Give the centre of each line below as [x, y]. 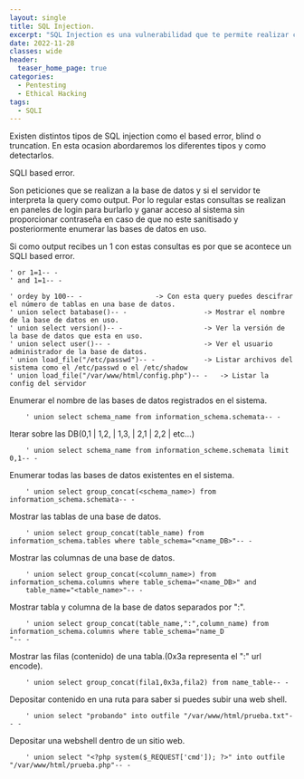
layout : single [38, 18]
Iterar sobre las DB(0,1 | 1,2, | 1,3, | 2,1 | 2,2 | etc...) [102, 434]
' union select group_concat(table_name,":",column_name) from [147, 624]
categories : [32, 77]
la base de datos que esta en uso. [76, 336]
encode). [26, 666]
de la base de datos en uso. [64, 321]
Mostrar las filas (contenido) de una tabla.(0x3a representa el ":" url [136, 657]
